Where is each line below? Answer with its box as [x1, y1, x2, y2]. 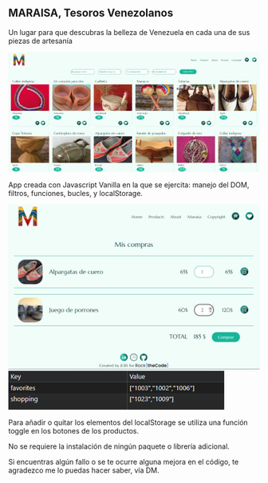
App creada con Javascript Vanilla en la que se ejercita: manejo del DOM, [8, 179, 250, 190]
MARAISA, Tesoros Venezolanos [8, 6, 174, 20]
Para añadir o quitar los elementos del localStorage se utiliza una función [8, 418, 249, 427]
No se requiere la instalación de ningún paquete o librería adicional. [8, 442, 230, 451]
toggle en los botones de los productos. [8, 426, 140, 435]
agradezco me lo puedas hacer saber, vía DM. [8, 465, 160, 475]
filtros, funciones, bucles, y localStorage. [8, 188, 144, 198]
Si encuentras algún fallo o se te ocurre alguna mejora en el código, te [8, 457, 239, 466]
